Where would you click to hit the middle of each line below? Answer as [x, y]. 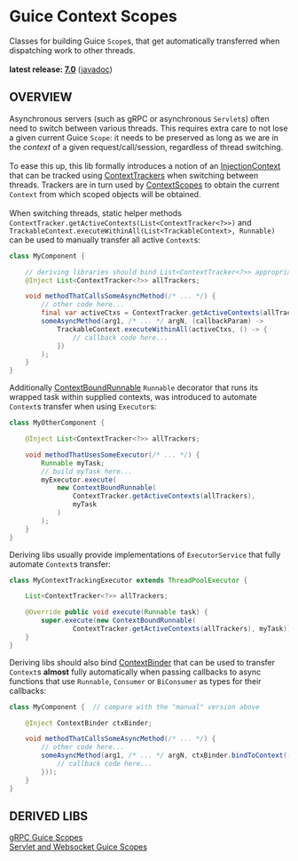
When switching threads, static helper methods [95, 213]
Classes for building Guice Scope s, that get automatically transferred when [145, 41]
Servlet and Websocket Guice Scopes [78, 847]
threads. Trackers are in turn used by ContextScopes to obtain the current [144, 185]
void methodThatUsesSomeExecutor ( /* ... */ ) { [113, 455]
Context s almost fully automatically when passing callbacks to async [135, 672]
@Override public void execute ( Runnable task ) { [117, 612]
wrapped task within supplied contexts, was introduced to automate [133, 397]
